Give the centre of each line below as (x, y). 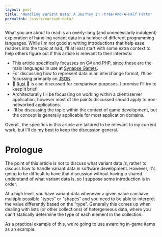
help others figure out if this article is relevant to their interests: (69, 53)
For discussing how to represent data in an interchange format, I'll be (82, 74)
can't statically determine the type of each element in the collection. (74, 214)
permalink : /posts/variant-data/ (39, 19)
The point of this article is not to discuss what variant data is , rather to (76, 163)
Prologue (24, 150)
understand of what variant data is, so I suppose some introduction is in (78, 179)
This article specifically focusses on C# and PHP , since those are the (82, 63)
